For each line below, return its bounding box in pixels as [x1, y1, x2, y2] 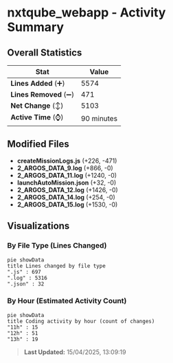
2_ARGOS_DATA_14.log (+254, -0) [16, 193, 115, 201]
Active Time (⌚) [10, 113, 64, 121]
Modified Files [7, 139, 70, 150]
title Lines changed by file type [7, 262, 106, 269]
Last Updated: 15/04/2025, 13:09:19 [23, 348, 126, 356]
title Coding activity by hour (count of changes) [7, 318, 155, 325]
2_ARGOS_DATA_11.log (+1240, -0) [16, 171, 117, 179]
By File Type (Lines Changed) [7, 241, 107, 250]
